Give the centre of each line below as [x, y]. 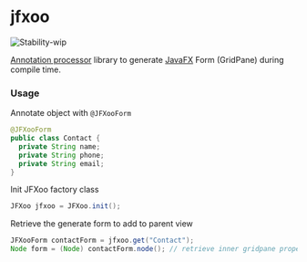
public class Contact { [56, 139]
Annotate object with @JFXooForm [71, 113]
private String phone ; [61, 155]
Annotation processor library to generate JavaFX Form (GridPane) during [148, 59]
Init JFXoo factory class [55, 190]
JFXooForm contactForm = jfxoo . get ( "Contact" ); [102, 241]
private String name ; [60, 147]
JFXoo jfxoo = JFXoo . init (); [66, 206]
